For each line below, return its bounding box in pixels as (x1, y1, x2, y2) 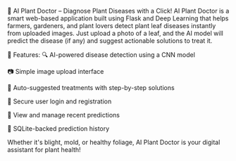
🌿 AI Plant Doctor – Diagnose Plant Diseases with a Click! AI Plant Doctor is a (7, 7, 230, 15)
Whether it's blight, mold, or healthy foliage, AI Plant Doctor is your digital (7, 138, 221, 146)
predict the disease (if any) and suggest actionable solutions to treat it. (7, 37, 213, 45)
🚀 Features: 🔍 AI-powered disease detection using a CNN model (7, 51, 196, 59)
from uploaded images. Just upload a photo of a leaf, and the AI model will (7, 29, 223, 37)
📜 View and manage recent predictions (7, 111, 120, 119)
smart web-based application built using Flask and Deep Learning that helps (7, 14, 229, 22)
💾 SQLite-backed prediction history (7, 124, 110, 133)
